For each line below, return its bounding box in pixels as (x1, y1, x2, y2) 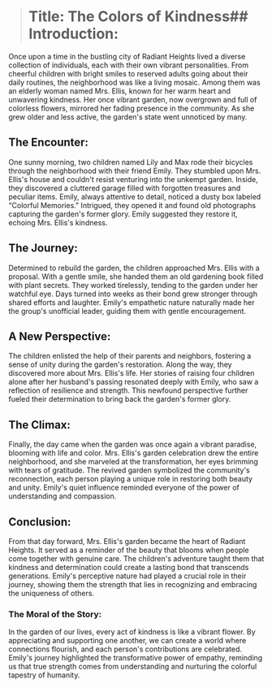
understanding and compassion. (8, 491, 117, 501)
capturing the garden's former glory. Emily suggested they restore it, (8, 209, 238, 219)
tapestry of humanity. (8, 670, 80, 680)
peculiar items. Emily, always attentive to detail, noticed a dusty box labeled (8, 191, 261, 202)
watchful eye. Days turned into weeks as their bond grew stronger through (8, 289, 258, 298)
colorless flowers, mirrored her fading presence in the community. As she (8, 103, 255, 113)
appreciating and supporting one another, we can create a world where (8, 636, 247, 646)
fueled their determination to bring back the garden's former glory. (8, 394, 231, 404)
